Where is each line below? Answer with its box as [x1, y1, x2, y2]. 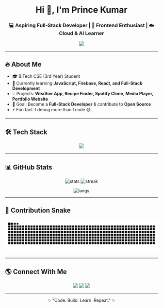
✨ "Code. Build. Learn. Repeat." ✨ [48, 297, 115, 303]
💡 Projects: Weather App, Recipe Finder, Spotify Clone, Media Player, [12, 91, 154, 97]
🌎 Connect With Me [5, 267, 67, 276]
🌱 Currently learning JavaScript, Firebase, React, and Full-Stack [12, 80, 143, 86]
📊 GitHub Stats [5, 163, 52, 171]
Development [12, 86, 40, 91]
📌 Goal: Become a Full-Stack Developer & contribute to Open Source [12, 102, 151, 107]
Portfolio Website [12, 96, 49, 102]
